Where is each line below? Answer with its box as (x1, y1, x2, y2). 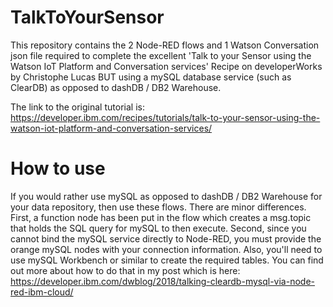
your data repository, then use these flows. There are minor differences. (10, 201, 307, 213)
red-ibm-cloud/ (10, 286, 74, 298)
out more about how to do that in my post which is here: (10, 264, 241, 276)
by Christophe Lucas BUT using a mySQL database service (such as (10, 71, 292, 83)
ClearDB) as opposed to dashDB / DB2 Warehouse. (10, 81, 222, 93)
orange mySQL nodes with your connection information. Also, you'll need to (10, 243, 323, 255)
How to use (10, 157, 106, 180)
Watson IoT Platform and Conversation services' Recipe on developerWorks (10, 60, 323, 72)
